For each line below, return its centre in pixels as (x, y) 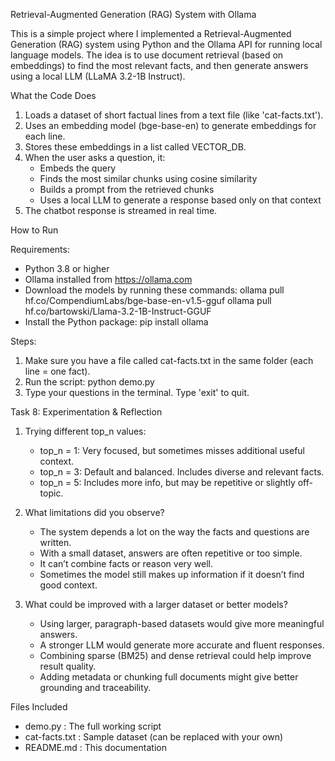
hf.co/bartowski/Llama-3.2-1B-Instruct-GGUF (118, 311)
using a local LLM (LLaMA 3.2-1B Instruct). (98, 76)
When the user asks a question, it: (95, 157)
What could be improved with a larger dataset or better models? (156, 604)
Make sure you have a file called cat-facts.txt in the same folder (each (169, 360)
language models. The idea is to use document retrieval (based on (147, 55)
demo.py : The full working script (93, 726)
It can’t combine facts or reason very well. (126, 563)
